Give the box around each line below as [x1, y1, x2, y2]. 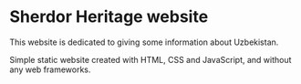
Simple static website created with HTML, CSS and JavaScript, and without [9, 54, 292, 65]
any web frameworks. [9, 64, 91, 75]
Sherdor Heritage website [9, 6, 209, 27]
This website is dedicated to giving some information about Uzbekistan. [9, 37, 279, 47]
